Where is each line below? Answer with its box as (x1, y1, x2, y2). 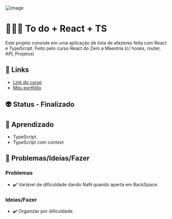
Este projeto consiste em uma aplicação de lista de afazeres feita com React (5, 39, 167, 46)
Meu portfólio (12, 85, 42, 91)
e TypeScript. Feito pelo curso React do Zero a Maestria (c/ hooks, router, (5, 45, 161, 51)
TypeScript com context (12, 139, 64, 145)
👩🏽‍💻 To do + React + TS (5, 23, 107, 34)
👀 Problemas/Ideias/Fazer (5, 154, 90, 163)
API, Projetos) (5, 50, 34, 56)
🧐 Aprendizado (5, 120, 54, 129)
